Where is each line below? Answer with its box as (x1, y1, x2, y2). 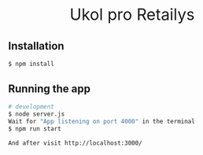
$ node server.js (8, 110, 65, 118)
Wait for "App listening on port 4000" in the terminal (8, 117, 195, 125)
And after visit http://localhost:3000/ (8, 138, 143, 147)
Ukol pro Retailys (69, 5, 195, 24)
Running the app (8, 82, 90, 95)
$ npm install (8, 60, 55, 68)
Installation (8, 39, 65, 53)
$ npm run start (8, 124, 61, 133)
